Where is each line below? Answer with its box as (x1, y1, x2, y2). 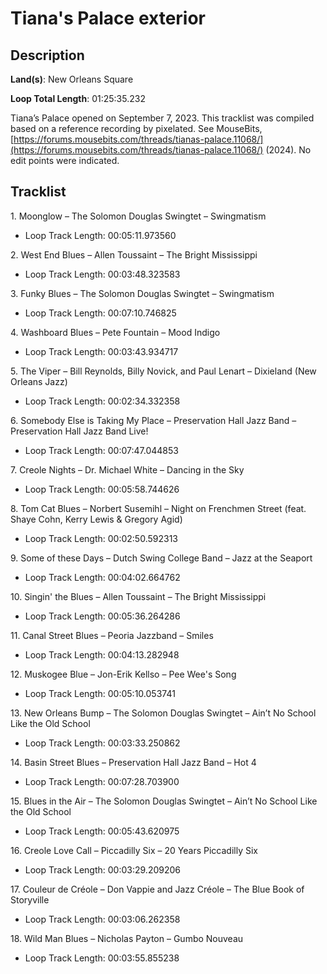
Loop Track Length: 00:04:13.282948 (24, 648, 180, 661)
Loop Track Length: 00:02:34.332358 (24, 395, 181, 407)
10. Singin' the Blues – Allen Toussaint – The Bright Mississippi (10, 590, 267, 602)
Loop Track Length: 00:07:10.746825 (24, 307, 177, 319)
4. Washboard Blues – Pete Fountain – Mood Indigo (10, 326, 221, 338)
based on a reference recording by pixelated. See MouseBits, (10, 123, 263, 134)
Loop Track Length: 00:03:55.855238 (24, 952, 180, 964)
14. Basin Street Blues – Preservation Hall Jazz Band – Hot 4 (10, 756, 257, 768)
